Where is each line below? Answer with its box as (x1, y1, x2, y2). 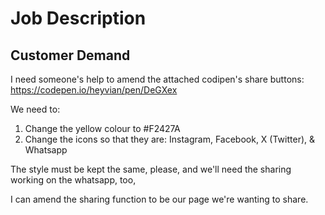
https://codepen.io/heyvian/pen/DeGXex (10, 84, 178, 96)
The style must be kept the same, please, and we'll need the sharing (10, 163, 292, 175)
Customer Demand (10, 47, 131, 64)
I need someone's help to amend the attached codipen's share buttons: (10, 73, 305, 85)
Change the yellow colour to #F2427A (24, 123, 181, 134)
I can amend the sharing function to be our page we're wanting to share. (10, 193, 309, 205)
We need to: (10, 103, 61, 115)
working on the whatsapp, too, (10, 174, 137, 186)
